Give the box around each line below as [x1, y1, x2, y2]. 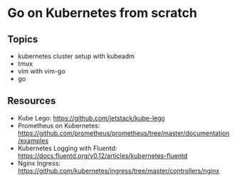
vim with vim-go [17, 67, 65, 75]
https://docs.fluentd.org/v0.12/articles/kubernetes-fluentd [17, 151, 188, 160]
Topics [7, 33, 38, 45]
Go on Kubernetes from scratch [7, 5, 198, 21]
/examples [17, 136, 48, 144]
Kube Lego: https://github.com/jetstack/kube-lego [17, 113, 165, 122]
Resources [7, 95, 56, 107]
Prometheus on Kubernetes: [17, 121, 100, 130]
